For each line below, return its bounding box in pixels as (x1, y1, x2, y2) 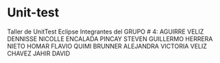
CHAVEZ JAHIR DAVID (7, 49, 71, 58)
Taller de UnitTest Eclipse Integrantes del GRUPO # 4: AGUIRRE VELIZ (7, 27, 204, 36)
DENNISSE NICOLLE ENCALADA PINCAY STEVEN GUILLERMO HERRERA (7, 34, 213, 42)
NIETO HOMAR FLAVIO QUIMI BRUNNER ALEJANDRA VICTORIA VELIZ (7, 42, 208, 50)
